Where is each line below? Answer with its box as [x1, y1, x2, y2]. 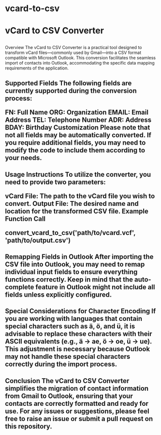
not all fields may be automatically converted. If [5, 131, 151, 139]
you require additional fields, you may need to [5, 139, 146, 147]
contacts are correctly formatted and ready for [5, 399, 149, 408]
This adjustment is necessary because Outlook [5, 345, 150, 353]
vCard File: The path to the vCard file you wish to [5, 192, 155, 200]
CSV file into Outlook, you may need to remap [5, 260, 145, 268]
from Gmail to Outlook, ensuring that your [5, 392, 133, 400]
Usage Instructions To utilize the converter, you [5, 170, 151, 179]
